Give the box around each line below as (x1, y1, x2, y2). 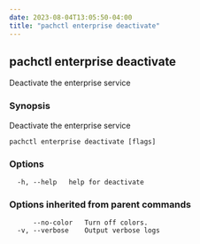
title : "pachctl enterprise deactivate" (9, 21, 161, 30)
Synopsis (9, 99, 50, 112)
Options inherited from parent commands (9, 198, 192, 210)
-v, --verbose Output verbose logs (17, 226, 161, 235)
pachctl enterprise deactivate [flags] (9, 137, 157, 146)
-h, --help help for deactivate (17, 177, 144, 186)
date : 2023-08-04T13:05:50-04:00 (9, 12, 133, 22)
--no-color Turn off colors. (32, 218, 149, 227)
